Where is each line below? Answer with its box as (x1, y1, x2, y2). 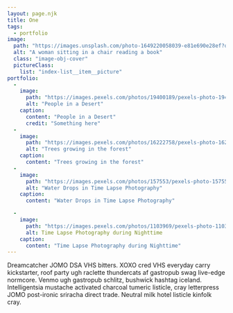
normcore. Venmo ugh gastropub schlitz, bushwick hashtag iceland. (7, 276, 202, 285)
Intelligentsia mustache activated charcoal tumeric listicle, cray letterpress (7, 283, 220, 291)
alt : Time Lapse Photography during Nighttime (25, 229, 163, 236)
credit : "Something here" (25, 119, 101, 127)
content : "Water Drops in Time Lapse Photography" (25, 197, 175, 205)
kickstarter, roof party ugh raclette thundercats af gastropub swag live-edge (7, 269, 225, 277)
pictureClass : (13, 62, 54, 69)
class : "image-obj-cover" (13, 56, 89, 62)
